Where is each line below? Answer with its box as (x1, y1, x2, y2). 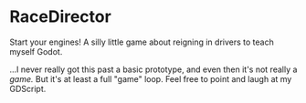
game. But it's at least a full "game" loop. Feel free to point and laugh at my (9, 73, 292, 84)
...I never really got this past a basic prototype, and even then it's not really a (9, 64, 298, 75)
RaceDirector (9, 6, 111, 27)
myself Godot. (9, 46, 63, 57)
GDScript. (9, 83, 47, 94)
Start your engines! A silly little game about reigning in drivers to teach (9, 36, 274, 47)
